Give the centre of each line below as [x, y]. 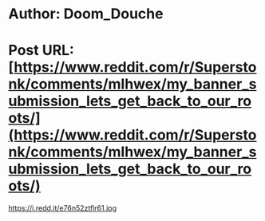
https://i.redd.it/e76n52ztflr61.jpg [63, 208]
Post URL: [41, 51]
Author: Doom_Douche [86, 14]
